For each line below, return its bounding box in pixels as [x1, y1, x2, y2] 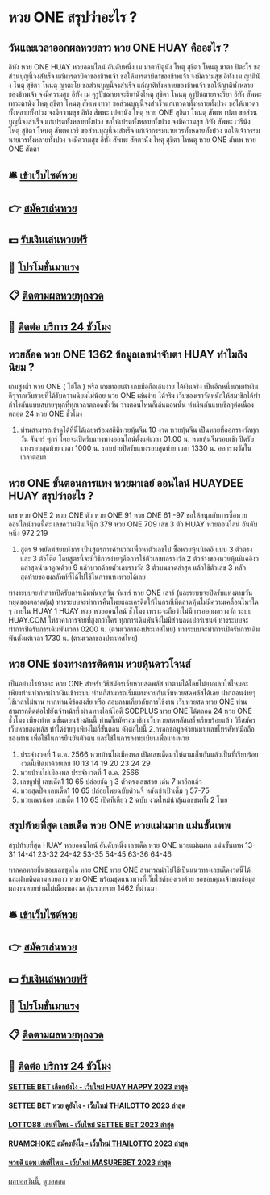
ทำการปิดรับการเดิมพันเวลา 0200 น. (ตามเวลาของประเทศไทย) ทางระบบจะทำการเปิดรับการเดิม [8, 624, 260, 634]
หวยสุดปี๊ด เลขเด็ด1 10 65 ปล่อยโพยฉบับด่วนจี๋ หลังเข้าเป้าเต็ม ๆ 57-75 [19, 786, 210, 795]
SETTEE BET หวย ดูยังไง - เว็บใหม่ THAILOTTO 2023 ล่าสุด [8, 1101, 185, 1110]
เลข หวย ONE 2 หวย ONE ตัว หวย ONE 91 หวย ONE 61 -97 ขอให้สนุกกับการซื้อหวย [8, 509, 247, 520]
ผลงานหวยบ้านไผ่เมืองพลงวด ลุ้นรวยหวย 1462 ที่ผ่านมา [8, 883, 157, 892]
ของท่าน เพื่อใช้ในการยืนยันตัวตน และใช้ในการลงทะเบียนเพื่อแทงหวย [8, 733, 189, 743]
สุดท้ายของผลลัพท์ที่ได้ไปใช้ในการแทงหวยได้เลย [19, 572, 147, 581]
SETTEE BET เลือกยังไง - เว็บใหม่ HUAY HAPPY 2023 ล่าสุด [8, 1082, 188, 1092]
